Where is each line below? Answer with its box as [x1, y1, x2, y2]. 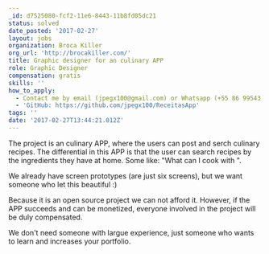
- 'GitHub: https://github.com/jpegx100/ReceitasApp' [15, 101, 200, 109]
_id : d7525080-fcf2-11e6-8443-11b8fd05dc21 [8, 11, 157, 20]
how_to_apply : [8, 86, 56, 95]
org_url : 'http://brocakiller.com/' [8, 49, 131, 57]
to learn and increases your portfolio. [8, 236, 131, 246]
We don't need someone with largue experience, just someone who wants [8, 227, 255, 237]
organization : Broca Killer [8, 42, 103, 50]
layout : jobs [8, 34, 52, 43]
